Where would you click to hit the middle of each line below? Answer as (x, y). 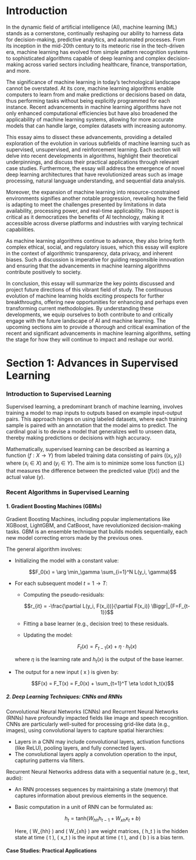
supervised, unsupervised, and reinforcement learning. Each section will (93, 149)
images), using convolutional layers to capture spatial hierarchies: (85, 730)
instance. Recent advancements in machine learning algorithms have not (94, 107)
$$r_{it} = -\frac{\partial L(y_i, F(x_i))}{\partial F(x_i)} (87, 606)
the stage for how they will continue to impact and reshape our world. (90, 339)
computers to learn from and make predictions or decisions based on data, (96, 94)
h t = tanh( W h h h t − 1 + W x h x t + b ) (103, 819)
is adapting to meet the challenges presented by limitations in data (86, 204)
